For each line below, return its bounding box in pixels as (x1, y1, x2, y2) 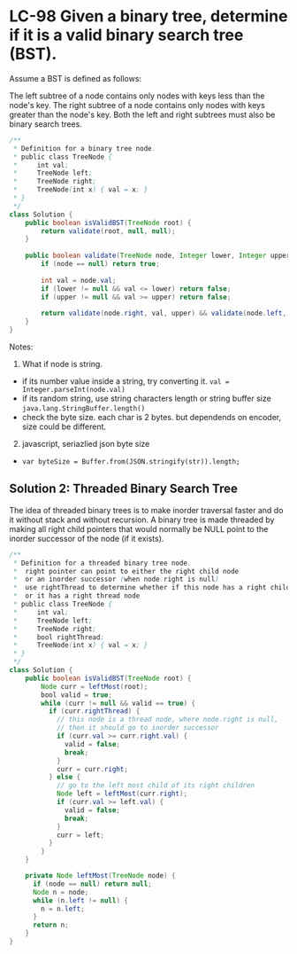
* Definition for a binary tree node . (12, 144, 156, 152)
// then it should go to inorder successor (56, 723, 219, 732)
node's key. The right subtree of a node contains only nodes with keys (9, 99, 265, 110)
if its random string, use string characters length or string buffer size (21, 393, 271, 403)
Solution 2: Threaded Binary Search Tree (9, 481, 239, 497)
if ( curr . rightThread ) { (48, 707, 141, 715)
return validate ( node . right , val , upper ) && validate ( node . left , (41, 309, 287, 318)
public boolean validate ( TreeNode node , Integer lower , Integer (25, 251, 267, 261)
